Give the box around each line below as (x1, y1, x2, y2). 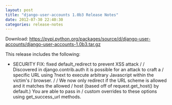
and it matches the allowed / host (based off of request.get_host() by (12, 83, 159, 89)
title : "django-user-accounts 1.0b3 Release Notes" (5, 12, 118, 17)
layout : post (5, 7, 33, 13)
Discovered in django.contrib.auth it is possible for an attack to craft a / (12, 67, 164, 73)
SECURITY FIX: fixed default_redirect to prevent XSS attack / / (12, 61, 145, 67)
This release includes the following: (5, 51, 81, 57)
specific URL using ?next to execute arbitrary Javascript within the (12, 72, 154, 78)
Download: (5, 36, 28, 42)
